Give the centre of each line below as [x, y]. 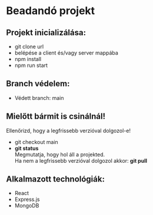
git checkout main [36, 142]
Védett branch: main [39, 98]
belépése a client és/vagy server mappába [66, 53]
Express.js [27, 199]
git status [26, 148]
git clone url [29, 46]
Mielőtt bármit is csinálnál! [56, 117]
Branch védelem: [38, 84]
